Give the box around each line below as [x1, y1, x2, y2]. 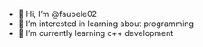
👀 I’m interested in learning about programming [17, 18, 195, 29]
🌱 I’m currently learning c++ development [17, 28, 174, 38]
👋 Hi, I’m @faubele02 [17, 9, 98, 19]
